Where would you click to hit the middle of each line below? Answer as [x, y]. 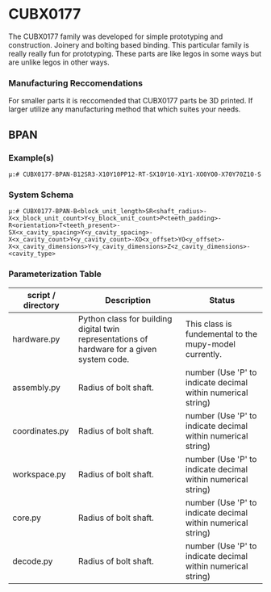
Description [128, 300]
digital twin [99, 329]
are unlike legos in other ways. [59, 62]
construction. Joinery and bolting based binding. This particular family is [129, 44]
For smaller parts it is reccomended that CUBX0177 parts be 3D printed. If [131, 101]
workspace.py [40, 474]
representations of [113, 338]
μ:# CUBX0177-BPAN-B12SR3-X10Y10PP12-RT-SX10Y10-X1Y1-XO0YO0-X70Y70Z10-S [135, 174]
